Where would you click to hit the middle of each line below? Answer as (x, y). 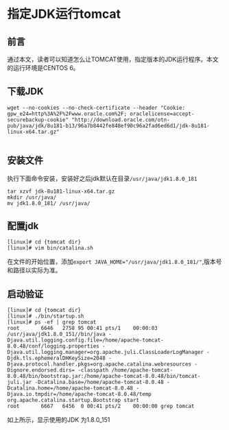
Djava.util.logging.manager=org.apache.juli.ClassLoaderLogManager (106, 353)
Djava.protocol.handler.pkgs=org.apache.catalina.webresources (99, 364)
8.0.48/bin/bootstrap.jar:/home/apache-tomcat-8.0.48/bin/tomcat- (104, 377)
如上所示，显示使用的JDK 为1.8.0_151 (59, 420)
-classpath (93, 370)
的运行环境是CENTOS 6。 (44, 68)
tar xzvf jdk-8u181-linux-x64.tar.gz (61, 191)
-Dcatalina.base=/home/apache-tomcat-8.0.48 (99, 382)
